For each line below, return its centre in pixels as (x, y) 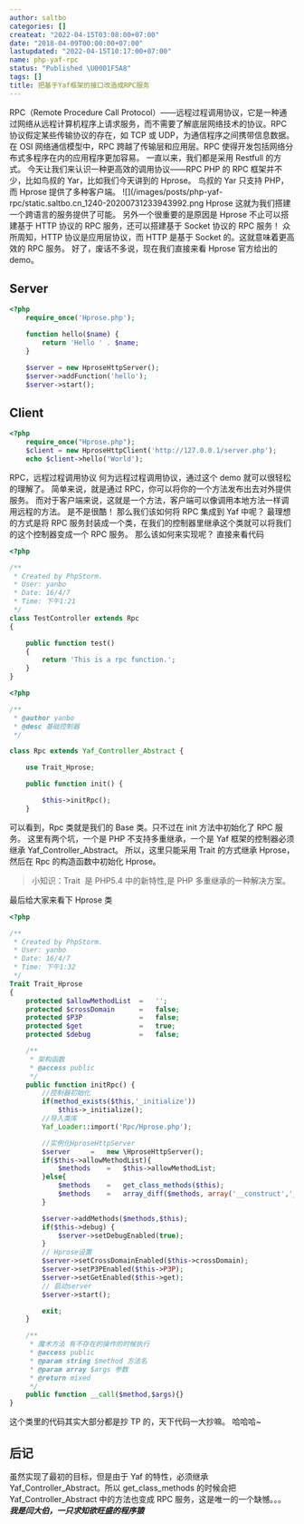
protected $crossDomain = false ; (103, 1009)
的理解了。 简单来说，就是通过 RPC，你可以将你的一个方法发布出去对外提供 (151, 488)
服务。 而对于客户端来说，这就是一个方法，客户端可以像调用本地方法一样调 (149, 500)
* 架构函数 (47, 1059)
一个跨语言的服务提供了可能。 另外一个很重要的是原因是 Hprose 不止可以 (145, 214)
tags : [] (26, 77)
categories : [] (38, 26)
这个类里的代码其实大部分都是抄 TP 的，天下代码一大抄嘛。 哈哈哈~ (136, 1421)
